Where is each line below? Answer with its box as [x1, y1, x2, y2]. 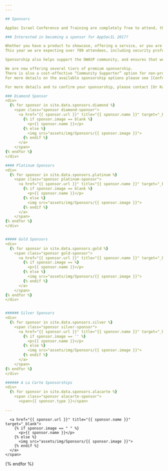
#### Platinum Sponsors [5, 163, 55, 168]
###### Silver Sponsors [5, 310, 55, 315]
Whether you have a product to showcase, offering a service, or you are [5, 43, 162, 48]
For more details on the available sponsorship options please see [5, 75, 149, 80]
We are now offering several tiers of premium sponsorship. [5, 66, 133, 71]
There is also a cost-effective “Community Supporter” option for [5, 70, 146, 75]
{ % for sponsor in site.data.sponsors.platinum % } [9, 172, 117, 177]
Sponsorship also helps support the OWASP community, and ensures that [5, 57, 157, 62]
